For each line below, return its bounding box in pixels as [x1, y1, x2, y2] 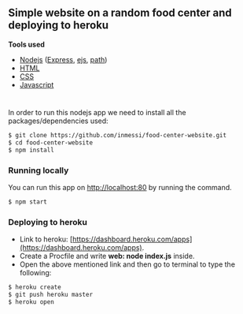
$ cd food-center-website [8, 138, 93, 147]
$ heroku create [8, 283, 61, 291]
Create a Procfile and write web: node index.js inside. [19, 252, 195, 261]
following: [19, 268, 52, 278]
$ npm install [8, 146, 55, 154]
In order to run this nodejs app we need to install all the [8, 108, 186, 117]
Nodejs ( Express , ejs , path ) [19, 54, 108, 64]
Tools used [8, 39, 46, 49]
